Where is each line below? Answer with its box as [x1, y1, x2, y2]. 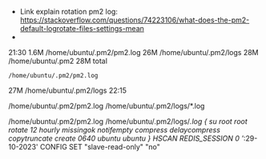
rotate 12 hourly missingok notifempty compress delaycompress [8, 125, 220, 134]
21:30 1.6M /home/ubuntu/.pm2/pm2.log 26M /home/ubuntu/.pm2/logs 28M [8, 48, 259, 57]
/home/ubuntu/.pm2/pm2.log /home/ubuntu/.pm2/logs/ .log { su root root [8, 117, 248, 126]
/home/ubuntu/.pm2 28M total [8, 56, 108, 66]
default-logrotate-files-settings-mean [19, 24, 144, 33]
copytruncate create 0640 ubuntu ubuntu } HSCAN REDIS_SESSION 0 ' [8, 133, 244, 143]
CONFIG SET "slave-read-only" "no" [39, 142, 160, 151]
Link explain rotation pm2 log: [19, 7, 119, 16]
